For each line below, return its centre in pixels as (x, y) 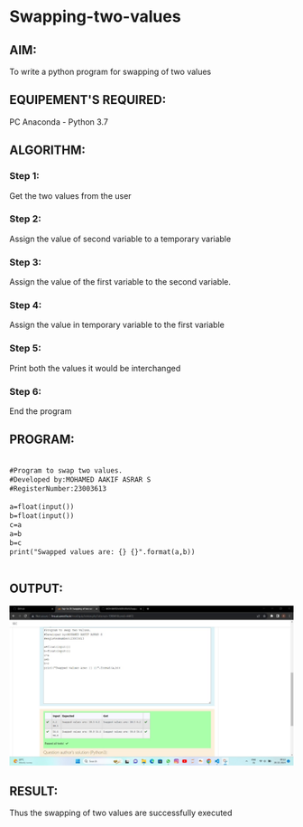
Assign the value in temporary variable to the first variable (117, 325)
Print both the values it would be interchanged (95, 368)
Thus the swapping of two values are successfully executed (121, 813)
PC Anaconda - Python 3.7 (59, 122)
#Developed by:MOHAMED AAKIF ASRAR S (80, 479)
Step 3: (26, 262)
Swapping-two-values (96, 17)
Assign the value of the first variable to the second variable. (120, 282)
